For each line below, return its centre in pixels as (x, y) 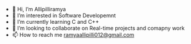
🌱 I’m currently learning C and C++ (55, 22)
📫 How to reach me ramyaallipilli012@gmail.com (73, 35)
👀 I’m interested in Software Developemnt (64, 15)
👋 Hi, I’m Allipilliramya (39, 9)
